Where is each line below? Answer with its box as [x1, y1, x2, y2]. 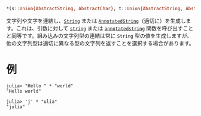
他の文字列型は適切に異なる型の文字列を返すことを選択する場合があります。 [6, 39, 194, 47]
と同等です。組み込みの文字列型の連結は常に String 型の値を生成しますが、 [6, 32, 193, 39]
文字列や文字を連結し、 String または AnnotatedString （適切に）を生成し [6, 17, 187, 24]
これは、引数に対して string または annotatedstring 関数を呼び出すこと [16, 25, 194, 32]
